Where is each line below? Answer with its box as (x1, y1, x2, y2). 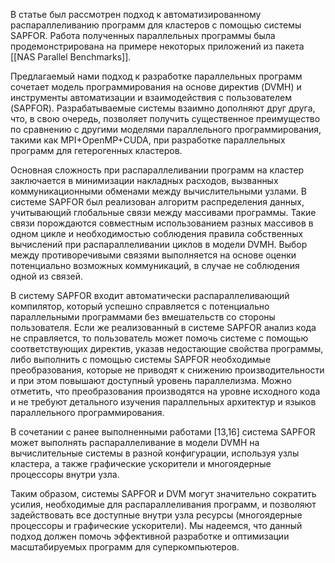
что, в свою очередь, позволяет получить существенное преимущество (10, 113, 321, 124)
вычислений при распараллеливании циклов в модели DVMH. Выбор (10, 239, 308, 250)
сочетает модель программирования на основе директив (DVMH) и (10, 81, 302, 93)
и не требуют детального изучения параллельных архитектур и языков (10, 396, 317, 408)
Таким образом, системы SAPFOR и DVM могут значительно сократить (10, 488, 317, 499)
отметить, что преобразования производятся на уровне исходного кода (10, 385, 321, 397)
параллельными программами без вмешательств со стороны (10, 311, 276, 323)
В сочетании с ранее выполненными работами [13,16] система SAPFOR (10, 426, 316, 438)
